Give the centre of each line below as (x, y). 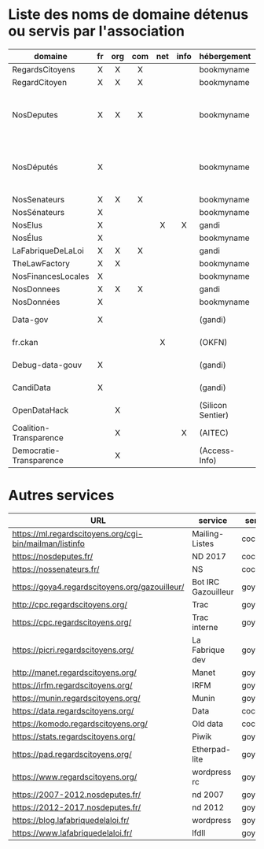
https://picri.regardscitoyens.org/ (73, 650)
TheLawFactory (41, 263)
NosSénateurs (38, 212)
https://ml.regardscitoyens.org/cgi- (77, 533)
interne (205, 627)
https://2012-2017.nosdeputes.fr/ (77, 807)
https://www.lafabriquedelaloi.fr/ (72, 832)
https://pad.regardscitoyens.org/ (72, 754)
